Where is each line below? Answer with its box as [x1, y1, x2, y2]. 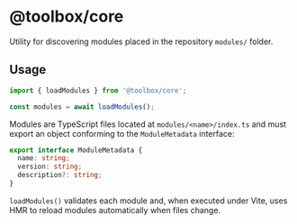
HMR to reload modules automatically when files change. [9, 204, 221, 215]
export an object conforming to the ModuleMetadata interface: [9, 128, 236, 139]
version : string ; [17, 162, 83, 172]
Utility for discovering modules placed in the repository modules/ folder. [9, 36, 274, 47]
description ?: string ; [17, 171, 103, 180]
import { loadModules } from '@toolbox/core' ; [9, 85, 187, 95]
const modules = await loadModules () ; [9, 102, 155, 112]
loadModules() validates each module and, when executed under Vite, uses [9, 195, 288, 206]
